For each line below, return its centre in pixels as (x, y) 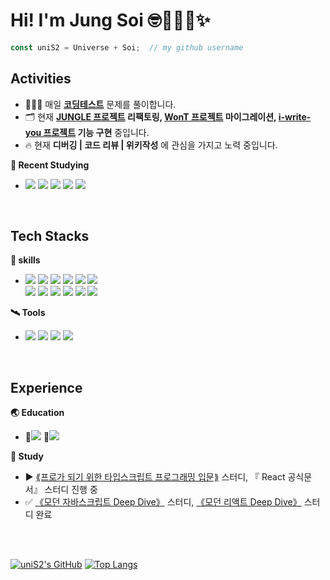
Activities (41, 79)
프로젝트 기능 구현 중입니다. (96, 132)
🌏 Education (37, 413)
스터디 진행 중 (71, 490)
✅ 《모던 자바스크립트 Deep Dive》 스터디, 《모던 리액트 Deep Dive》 (163, 502)
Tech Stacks (50, 236)
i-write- (295, 116)
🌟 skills (25, 260)
